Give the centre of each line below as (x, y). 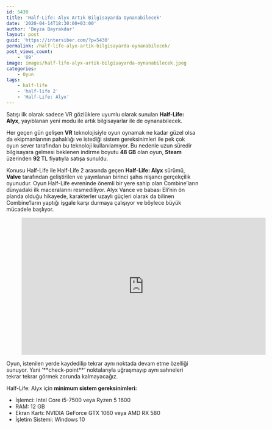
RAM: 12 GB (30, 406)
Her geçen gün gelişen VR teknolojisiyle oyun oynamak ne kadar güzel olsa (101, 132)
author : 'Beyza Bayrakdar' (41, 29)
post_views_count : (30, 52)
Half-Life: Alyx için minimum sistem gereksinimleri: (72, 388)
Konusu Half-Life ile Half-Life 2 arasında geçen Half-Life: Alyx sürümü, (96, 170)
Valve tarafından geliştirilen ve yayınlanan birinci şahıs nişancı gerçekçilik (98, 177)
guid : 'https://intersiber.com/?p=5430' (59, 40)
